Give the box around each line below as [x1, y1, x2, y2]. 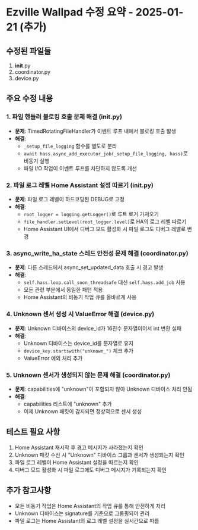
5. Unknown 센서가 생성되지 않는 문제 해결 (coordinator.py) [6, 370, 171, 379]
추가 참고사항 [6, 485, 52, 495]
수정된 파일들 [6, 46, 52, 56]
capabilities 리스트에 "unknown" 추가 [23, 400, 112, 407]
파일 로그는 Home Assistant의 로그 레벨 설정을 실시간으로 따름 [14, 517, 159, 524]
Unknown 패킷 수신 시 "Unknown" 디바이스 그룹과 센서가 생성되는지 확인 [14, 451, 185, 459]
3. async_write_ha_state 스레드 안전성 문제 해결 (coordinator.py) [6, 249, 189, 257]
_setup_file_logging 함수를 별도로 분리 [23, 142, 117, 149]
